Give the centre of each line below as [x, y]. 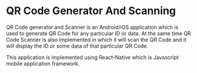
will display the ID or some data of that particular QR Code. [77, 46]
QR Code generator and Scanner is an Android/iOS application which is [92, 27]
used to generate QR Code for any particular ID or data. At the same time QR [98, 33]
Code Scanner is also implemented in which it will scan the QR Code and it [96, 39]
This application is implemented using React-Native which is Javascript [93, 57]
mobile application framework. [43, 64]
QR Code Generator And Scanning [91, 11]
